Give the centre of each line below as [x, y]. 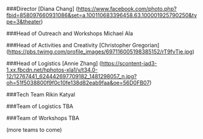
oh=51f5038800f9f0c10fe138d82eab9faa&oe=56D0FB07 [78, 83]
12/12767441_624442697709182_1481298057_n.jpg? [72, 76]
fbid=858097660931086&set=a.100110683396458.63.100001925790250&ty [101, 15]
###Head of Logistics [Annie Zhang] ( [54, 63]
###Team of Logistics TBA [40, 106]
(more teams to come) [34, 130]
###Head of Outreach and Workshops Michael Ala [69, 33]
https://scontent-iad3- [129, 63]
